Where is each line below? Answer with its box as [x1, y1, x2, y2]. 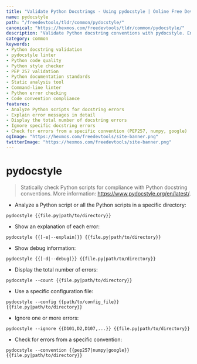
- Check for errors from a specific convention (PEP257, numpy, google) [6, 128, 188, 135]
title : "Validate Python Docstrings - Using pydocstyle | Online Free [6, 8, 182, 15]
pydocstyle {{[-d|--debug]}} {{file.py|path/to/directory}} [6, 256, 157, 262]
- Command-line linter [6, 85, 62, 91]
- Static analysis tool [6, 80, 64, 85]
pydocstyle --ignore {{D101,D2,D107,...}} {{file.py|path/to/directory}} [6, 325, 191, 331]
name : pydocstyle [6, 14, 49, 20]
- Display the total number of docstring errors [6, 118, 127, 123]
